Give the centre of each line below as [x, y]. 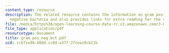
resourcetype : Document [30, 33]
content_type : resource [30, 10]
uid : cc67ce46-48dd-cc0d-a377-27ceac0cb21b [52, 43]
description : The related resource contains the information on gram [80, 15]
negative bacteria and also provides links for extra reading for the [85, 19]
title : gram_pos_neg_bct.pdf [36, 38]
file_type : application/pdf [35, 29]
